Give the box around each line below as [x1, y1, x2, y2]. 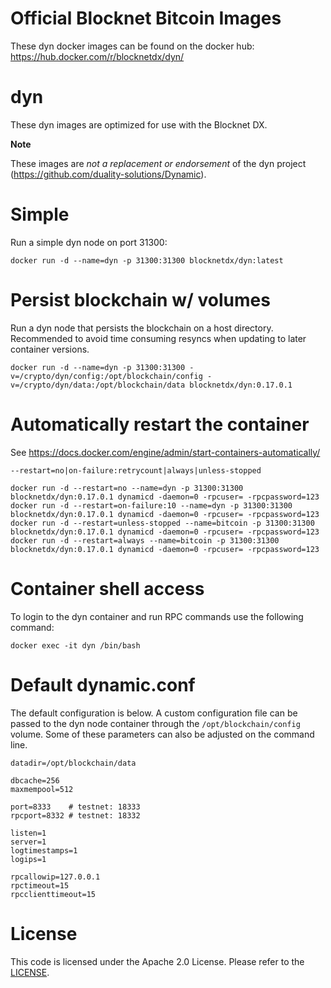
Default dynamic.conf [10, 673, 196, 696]
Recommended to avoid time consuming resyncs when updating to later [10, 332, 307, 344]
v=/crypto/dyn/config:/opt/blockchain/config [10, 371, 203, 381]
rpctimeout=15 [10, 880, 70, 891]
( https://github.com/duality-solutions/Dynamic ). [10, 168, 207, 180]
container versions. [10, 343, 90, 355]
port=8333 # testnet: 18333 [10, 802, 141, 812]
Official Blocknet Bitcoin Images [10, 7, 282, 30]
